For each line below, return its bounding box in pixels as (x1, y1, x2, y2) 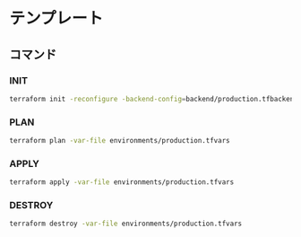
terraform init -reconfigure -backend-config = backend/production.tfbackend (9, 94, 298, 103)
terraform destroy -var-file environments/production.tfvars (9, 219, 243, 229)
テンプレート (9, 8, 104, 29)
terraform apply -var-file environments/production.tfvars (9, 178, 235, 187)
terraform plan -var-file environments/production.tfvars (9, 136, 230, 145)
